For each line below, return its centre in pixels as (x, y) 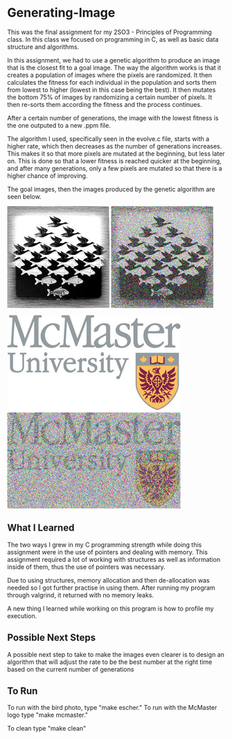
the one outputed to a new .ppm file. (59, 125)
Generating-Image (61, 13)
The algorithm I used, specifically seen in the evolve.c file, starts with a (108, 139)
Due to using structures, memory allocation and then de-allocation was (108, 580)
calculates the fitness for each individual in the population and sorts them (112, 82)
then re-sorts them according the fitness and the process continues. (105, 104)
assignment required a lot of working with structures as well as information (114, 559)
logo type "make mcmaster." (48, 715)
